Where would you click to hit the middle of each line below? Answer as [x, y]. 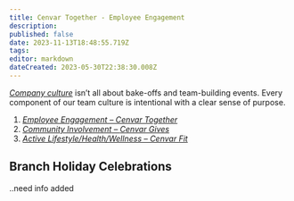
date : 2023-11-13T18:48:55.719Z [69, 42]
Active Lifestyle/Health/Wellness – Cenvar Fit [105, 138]
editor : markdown [41, 59]
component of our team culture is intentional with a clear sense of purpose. [147, 102]
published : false [41, 34]
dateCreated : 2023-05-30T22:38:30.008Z [83, 68]
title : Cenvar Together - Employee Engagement [97, 17]
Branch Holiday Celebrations [90, 167]
